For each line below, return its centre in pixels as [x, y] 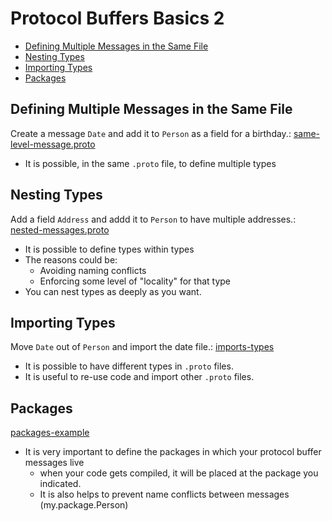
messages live [54, 463]
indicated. [60, 484]
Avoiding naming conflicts [93, 270]
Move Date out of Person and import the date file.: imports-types [142, 347]
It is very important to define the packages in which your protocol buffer [173, 452]
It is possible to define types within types [109, 249]
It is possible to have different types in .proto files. [129, 366]
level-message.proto [53, 144]
